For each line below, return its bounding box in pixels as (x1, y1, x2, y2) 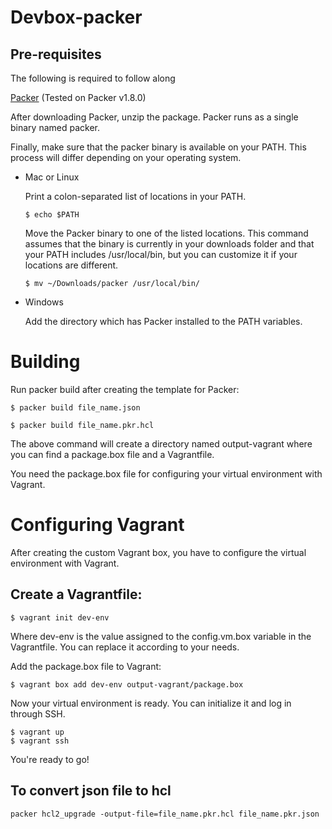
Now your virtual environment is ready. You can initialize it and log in (10, 697, 292, 709)
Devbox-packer (10, 6, 143, 29)
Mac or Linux (24, 171, 80, 183)
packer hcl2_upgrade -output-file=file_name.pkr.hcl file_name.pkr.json (10, 809, 320, 819)
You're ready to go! (10, 753, 90, 765)
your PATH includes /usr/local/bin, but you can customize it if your (24, 249, 298, 260)
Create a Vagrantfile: (10, 586, 143, 603)
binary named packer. (10, 122, 100, 133)
